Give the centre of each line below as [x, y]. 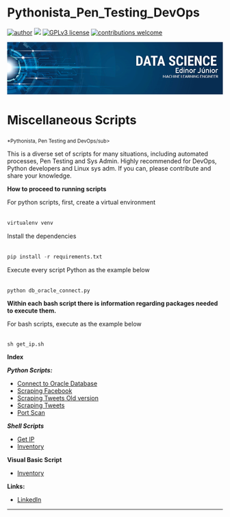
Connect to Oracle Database [57, 384]
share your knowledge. [39, 176]
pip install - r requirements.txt [55, 256]
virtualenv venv [30, 223]
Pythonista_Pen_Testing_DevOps [103, 13]
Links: [16, 486]
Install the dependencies [42, 236]
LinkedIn [29, 500]
